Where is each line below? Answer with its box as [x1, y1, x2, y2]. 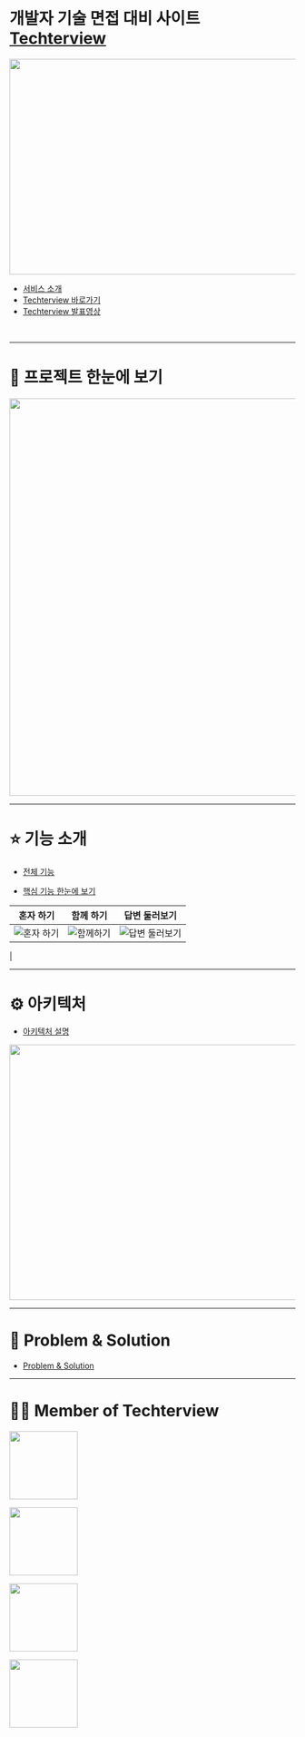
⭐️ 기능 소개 [9, 829, 88, 849]
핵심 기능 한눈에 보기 [22, 885, 96, 896]
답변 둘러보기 [123, 909, 177, 922]
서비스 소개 [22, 283, 63, 293]
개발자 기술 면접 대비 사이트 [9, 8, 201, 29]
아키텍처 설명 [22, 1026, 70, 1037]
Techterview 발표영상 [22, 305, 102, 316]
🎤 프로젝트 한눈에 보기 [9, 367, 163, 388]
